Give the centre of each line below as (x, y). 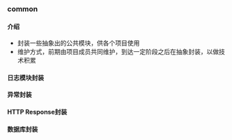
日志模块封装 (25, 78)
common (23, 9)
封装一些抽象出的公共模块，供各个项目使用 (78, 43)
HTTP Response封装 (37, 112)
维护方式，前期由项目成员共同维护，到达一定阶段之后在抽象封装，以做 (118, 52)
